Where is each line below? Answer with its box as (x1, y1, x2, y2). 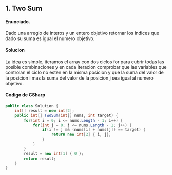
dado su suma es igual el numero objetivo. (5, 35, 95, 42)
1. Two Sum (5, 4, 43, 13)
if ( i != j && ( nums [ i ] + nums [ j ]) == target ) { (42, 127, 146, 132)
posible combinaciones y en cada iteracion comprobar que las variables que (5, 64, 167, 70)
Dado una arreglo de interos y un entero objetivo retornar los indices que (5, 30, 160, 36)
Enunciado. (5, 18, 30, 25)
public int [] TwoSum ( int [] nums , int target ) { (14, 113, 118, 118)
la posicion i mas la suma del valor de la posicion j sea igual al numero (5, 74, 154, 81)
